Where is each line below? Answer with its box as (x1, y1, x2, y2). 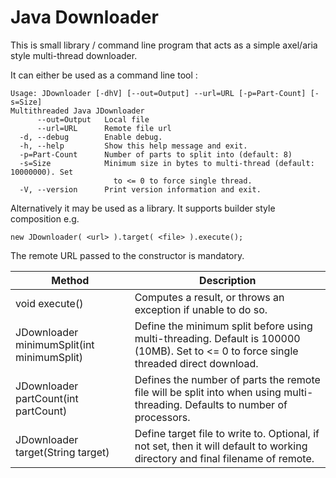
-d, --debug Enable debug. (19, 132, 163, 142)
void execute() (15, 296, 84, 310)
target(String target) (15, 445, 110, 459)
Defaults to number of (184, 397, 288, 411)
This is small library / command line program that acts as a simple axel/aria (10, 39, 318, 51)
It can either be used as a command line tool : (10, 69, 198, 81)
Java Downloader (10, 6, 159, 29)
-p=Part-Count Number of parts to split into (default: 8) (19, 149, 293, 160)
